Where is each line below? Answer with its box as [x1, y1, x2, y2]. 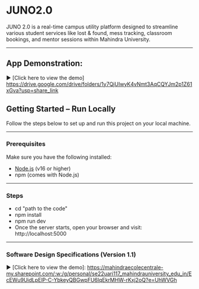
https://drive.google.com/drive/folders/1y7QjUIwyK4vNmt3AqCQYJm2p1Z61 [6, 81, 192, 88]
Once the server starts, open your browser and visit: [14, 224, 143, 231]
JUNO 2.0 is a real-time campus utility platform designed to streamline [6, 23, 178, 30]
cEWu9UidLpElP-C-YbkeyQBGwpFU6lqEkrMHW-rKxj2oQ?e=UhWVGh [6, 277, 178, 284]
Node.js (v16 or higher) [14, 165, 71, 172]
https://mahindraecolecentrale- [86, 264, 164, 271]
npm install [14, 211, 42, 219]
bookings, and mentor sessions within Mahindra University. [6, 36, 151, 43]
